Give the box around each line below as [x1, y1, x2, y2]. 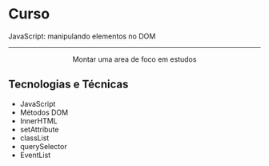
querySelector [19, 141, 67, 151]
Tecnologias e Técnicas [8, 78, 129, 91]
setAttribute [19, 124, 59, 134]
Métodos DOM [19, 107, 69, 117]
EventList [19, 150, 51, 160]
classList [19, 133, 50, 143]
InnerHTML [19, 115, 58, 125]
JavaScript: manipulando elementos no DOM [8, 31, 156, 41]
